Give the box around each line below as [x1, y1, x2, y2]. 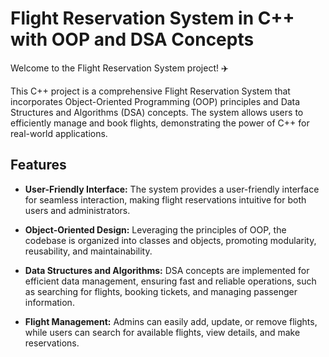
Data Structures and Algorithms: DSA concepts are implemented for [24, 264, 310, 276]
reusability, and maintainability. [24, 245, 153, 257]
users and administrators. [24, 204, 131, 216]
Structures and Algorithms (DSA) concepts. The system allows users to [10, 106, 304, 118]
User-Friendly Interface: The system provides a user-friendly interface [24, 183, 320, 195]
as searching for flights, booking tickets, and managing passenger [24, 285, 298, 297]
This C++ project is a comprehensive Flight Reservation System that [10, 85, 291, 97]
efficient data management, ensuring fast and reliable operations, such [24, 275, 317, 287]
